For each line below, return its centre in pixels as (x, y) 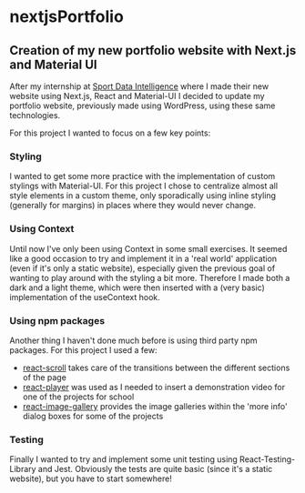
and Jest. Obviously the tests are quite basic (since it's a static (155, 469)
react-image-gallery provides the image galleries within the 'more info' (155, 406)
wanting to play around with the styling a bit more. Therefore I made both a (150, 277)
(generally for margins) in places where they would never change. (133, 206)
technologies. (35, 115)
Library (23, 469)
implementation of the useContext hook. (85, 297)
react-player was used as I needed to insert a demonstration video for (153, 387)
